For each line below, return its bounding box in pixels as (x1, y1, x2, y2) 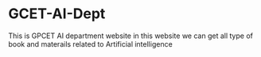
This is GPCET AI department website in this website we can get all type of (8, 31, 253, 40)
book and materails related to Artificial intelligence (8, 39, 173, 48)
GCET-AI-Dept (8, 5, 106, 23)
